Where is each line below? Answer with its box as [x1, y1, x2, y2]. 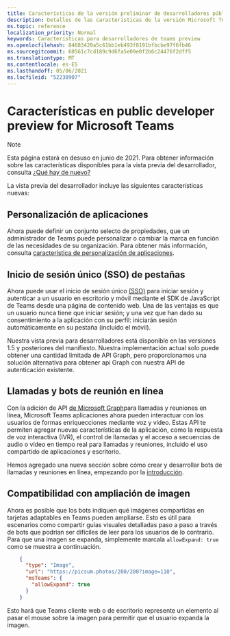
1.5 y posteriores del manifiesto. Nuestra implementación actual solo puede [7, 343, 220, 352]
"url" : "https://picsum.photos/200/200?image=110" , [25, 568, 176, 576]
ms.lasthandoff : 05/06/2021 [7, 67, 88, 74]
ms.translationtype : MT [7, 55, 75, 62]
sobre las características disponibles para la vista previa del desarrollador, [7, 161, 217, 169]
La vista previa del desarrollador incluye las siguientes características [7, 182, 203, 190]
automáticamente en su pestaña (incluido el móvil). [7, 323, 151, 331]
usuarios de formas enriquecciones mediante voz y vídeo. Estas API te [7, 418, 207, 426]
